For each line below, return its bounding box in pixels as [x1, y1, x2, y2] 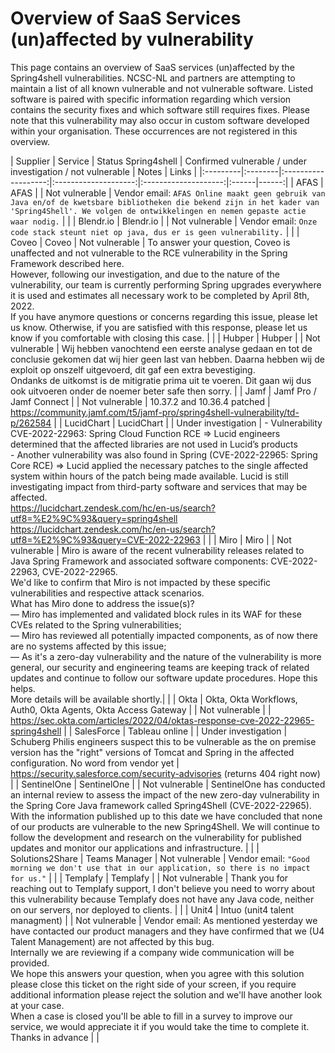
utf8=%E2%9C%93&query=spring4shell [10, 512, 178, 524]
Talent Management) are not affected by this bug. [10, 935, 215, 947]
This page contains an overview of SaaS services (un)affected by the [10, 61, 295, 73]
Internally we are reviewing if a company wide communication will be [10, 946, 295, 958]
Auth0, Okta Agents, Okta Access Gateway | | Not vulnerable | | [10, 703, 272, 716]
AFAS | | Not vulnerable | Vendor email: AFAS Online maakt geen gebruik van [10, 187, 326, 199]
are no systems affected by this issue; [10, 640, 167, 652]
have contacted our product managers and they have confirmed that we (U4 [10, 925, 325, 937]
